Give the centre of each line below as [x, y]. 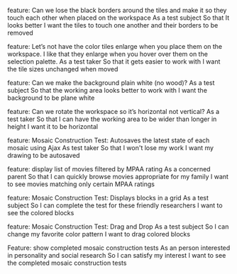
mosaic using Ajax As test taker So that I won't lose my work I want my [111, 148]
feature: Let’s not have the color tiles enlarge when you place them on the [115, 46]
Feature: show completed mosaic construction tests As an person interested [119, 248]
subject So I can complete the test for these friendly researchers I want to [115, 205]
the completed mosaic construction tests [67, 263]
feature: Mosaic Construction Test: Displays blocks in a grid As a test [108, 198]
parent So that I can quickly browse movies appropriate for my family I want [118, 177]
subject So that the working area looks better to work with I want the [108, 90]
